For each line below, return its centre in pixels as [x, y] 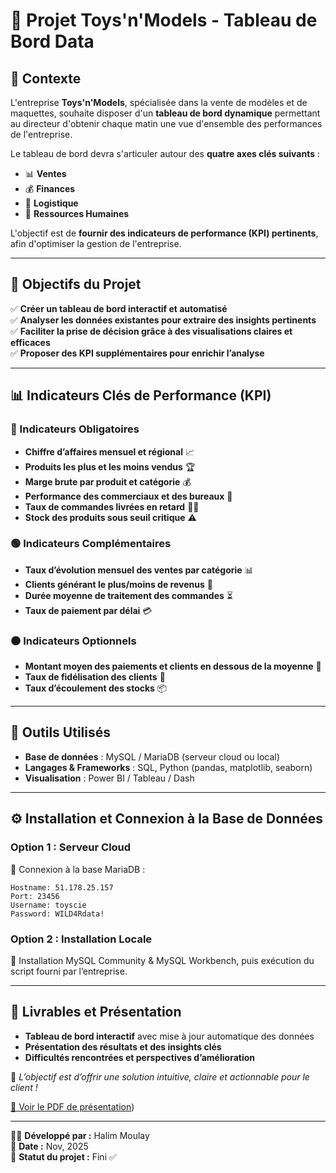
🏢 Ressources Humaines [77, 213]
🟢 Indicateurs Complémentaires [91, 544]
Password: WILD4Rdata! [57, 914]
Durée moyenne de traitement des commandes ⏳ [128, 595]
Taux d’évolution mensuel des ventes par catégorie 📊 [139, 570]
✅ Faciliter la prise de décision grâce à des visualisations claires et [151, 331]
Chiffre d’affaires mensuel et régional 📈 [109, 451]
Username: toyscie [48, 905]
